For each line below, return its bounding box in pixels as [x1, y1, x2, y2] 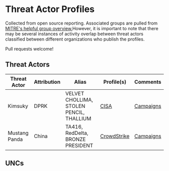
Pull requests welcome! [5, 46, 54, 52]
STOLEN [65, 102, 86, 109]
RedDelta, [65, 129, 89, 136]
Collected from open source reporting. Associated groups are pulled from [5, 20, 158, 26]
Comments [134, 78, 161, 85]
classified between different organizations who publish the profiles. [5, 36, 145, 42]
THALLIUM [65, 115, 92, 122]
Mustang [8, 129, 29, 136]
